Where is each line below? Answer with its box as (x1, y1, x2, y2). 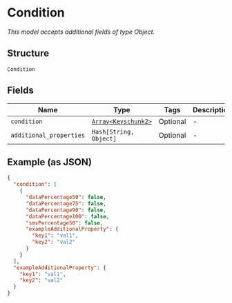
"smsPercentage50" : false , (25, 219, 104, 227)
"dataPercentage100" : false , (25, 213, 110, 220)
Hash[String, (91, 127, 135, 136)
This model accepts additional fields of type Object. (7, 28, 155, 36)
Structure (7, 48, 50, 59)
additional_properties (10, 131, 85, 139)
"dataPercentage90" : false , (25, 207, 107, 213)
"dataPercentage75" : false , (25, 200, 107, 207)
